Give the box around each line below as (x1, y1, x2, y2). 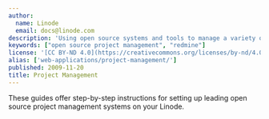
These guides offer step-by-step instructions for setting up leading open (8, 93, 247, 102)
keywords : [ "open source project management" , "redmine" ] (8, 42, 206, 50)
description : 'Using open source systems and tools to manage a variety (8, 34, 256, 42)
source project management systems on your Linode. (8, 101, 185, 111)
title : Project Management (8, 71, 98, 79)
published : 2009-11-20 (8, 64, 84, 72)
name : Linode (15, 19, 59, 27)
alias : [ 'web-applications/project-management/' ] (8, 57, 178, 65)
